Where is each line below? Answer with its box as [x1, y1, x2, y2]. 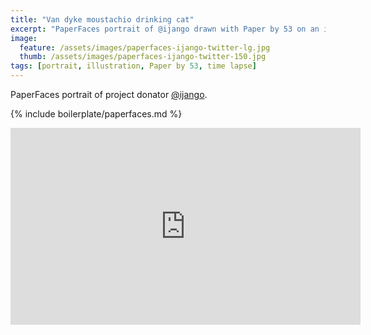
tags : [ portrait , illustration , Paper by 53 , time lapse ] [10, 61, 257, 71]
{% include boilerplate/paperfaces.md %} [10, 108, 183, 120]
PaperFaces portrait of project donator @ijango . [10, 89, 208, 100]
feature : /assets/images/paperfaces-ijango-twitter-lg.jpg [19, 42, 271, 53]
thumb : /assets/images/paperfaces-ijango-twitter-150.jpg [19, 52, 267, 62]
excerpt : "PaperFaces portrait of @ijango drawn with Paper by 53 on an [10, 24, 320, 34]
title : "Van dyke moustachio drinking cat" [10, 14, 195, 25]
